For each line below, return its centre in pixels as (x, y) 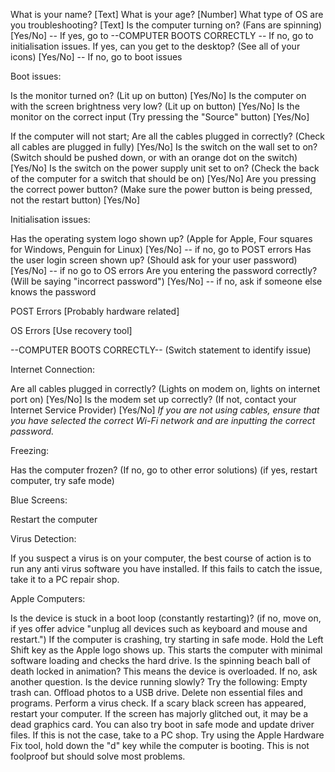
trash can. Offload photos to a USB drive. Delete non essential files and (156, 692)
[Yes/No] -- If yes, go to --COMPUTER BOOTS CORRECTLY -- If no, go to (162, 35)
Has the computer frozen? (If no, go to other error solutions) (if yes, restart (164, 470)
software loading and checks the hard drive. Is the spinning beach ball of (161, 660)
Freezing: (30, 450)
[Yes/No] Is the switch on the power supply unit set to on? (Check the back (165, 168)
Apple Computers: (48, 598)
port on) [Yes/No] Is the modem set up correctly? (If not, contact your (153, 399)
